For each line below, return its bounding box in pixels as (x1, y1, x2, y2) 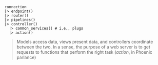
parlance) (16, 54, 36, 60)
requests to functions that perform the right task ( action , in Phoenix (16, 49, 152, 55)
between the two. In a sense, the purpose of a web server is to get (16, 44, 151, 50)
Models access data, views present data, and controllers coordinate (16, 39, 153, 44)
